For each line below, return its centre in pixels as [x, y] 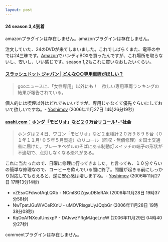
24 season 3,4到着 [25, 27]
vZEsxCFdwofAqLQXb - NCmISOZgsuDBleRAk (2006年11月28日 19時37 [86, 193]
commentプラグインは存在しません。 [43, 235]
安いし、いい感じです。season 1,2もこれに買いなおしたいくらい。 [86, 62]
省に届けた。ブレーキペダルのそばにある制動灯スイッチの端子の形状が [90, 146]
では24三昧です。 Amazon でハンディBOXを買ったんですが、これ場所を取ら [82, 55]
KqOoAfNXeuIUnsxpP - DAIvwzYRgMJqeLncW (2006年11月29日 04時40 [87, 218]
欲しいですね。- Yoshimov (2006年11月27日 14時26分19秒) [74, 109]
